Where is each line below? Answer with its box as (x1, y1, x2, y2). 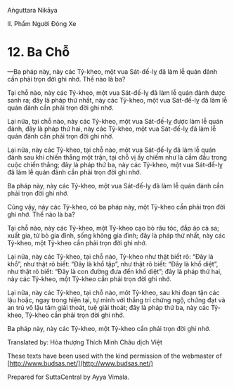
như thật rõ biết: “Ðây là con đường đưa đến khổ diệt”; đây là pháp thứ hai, (7, 267, 223, 276)
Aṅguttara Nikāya (7, 6, 58, 14)
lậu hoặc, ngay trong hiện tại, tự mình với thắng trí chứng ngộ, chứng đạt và (7, 295, 226, 304)
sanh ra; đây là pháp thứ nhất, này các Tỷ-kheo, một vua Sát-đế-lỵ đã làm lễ (7, 96, 228, 104)
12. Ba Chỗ (7, 44, 70, 60)
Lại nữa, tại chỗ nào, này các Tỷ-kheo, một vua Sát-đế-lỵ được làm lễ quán (7, 117, 223, 125)
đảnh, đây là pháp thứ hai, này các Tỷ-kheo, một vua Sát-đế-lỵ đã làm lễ (7, 124, 216, 133)
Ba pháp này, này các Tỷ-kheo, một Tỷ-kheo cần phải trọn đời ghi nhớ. (7, 324, 211, 332)
